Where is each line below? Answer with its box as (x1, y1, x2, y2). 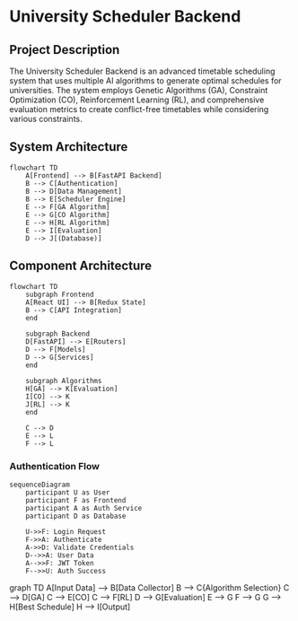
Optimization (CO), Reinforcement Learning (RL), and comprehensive (9, 94, 265, 105)
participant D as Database (25, 512, 127, 520)
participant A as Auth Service (25, 503, 143, 512)
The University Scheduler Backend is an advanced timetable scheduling (9, 66, 276, 76)
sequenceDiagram (9, 480, 70, 489)
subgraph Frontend (25, 290, 94, 299)
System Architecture (9, 139, 128, 154)
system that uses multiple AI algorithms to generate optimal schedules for (9, 75, 282, 86)
